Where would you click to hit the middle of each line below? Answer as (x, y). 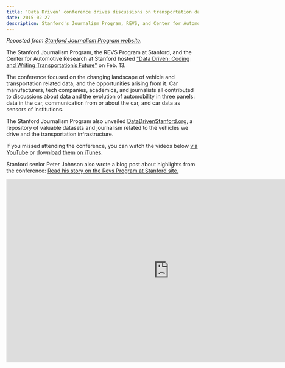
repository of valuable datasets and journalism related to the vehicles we (97, 128)
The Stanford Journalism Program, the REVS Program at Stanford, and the (99, 52)
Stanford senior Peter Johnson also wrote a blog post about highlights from (101, 165)
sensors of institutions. (35, 110)
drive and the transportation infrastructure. (60, 134)
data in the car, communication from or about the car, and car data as (93, 103)
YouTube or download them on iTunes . (55, 152)
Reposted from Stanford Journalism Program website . (74, 41)
